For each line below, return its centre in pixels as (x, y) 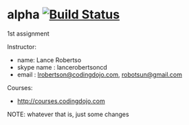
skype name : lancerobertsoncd (62, 67)
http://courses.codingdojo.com (61, 101)
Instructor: (22, 46)
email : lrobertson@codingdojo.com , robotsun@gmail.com (99, 74)
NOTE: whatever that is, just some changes (68, 114)
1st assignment (28, 33)
